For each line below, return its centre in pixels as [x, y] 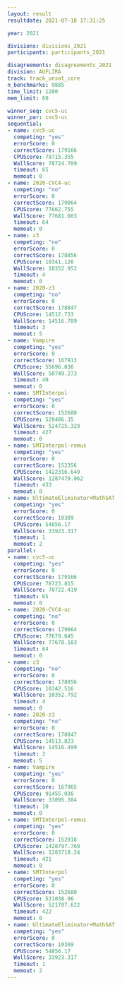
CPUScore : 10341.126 [44, 262]
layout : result [30, 14]
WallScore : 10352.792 [45, 695]
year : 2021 [23, 33]
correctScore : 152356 [45, 465]
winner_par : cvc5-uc [38, 117]
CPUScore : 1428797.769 [47, 846]
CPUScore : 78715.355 [44, 157]
